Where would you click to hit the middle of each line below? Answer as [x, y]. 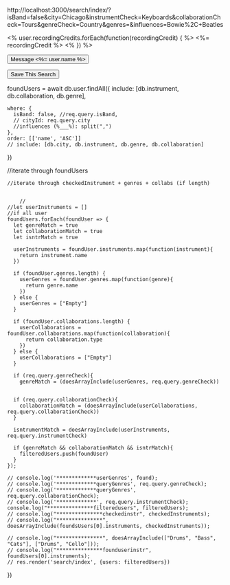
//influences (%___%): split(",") [62, 126]
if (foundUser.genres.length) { [60, 274]
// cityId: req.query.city [52, 120]
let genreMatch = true [46, 225]
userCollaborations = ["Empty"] [66, 357]
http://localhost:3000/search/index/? [59, 10]
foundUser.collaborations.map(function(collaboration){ [89, 333]
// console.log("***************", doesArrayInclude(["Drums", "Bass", [112, 538]
